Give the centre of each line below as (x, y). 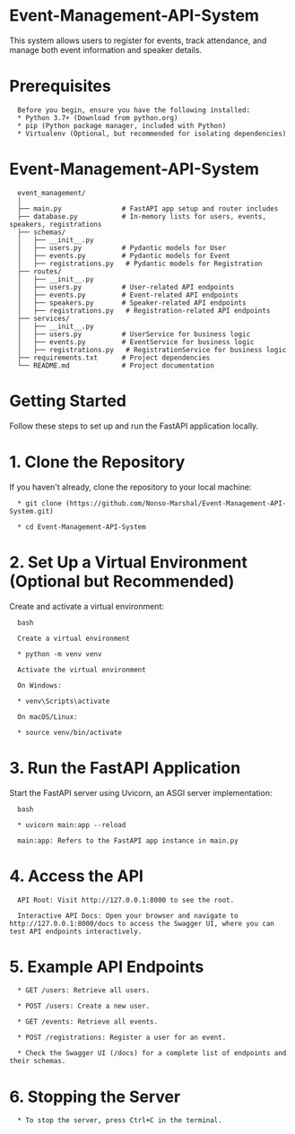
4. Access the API (76, 876)
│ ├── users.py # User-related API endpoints (126, 287)
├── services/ (43, 318)
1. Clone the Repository (97, 462)
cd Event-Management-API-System (86, 527)
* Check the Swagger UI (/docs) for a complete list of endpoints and (152, 1053)
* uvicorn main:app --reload (72, 825)
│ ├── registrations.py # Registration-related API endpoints (144, 310)
